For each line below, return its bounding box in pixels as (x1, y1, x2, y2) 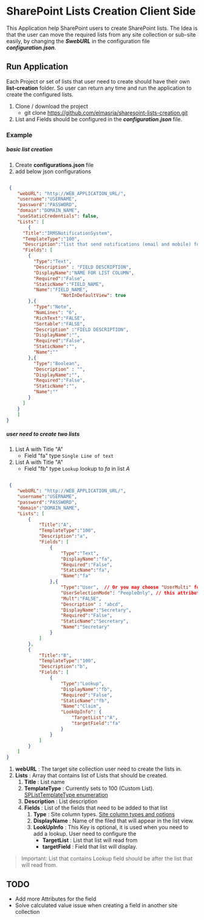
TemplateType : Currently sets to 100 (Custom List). (24, 785, 155, 792)
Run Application (6, 62, 69, 72)
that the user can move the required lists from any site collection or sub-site (6, 30, 196, 38)
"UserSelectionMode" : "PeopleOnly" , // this (60, 590, 175, 596)
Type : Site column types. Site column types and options (33, 811, 175, 818)
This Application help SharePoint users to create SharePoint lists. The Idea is (6, 24, 198, 32)
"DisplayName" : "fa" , (60, 556, 113, 562)
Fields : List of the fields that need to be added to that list (24, 804, 168, 811)
